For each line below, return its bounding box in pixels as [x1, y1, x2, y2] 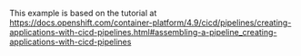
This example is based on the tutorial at [9, 8, 157, 18]
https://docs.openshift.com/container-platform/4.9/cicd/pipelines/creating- [9, 17, 292, 28]
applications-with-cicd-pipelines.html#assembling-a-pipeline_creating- [9, 27, 277, 37]
